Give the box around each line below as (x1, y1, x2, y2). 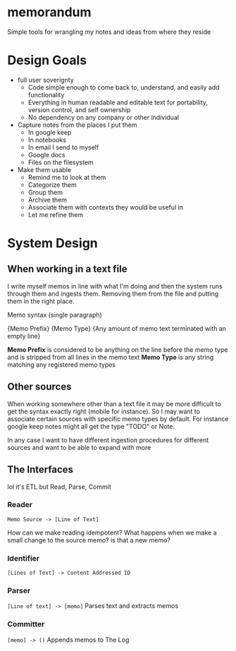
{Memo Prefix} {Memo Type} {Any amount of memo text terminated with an (7, 324, 227, 332)
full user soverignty (17, 75, 74, 84)
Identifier (7, 553, 40, 563)
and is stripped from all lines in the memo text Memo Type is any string (7, 353, 214, 361)
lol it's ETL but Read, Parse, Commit (7, 482, 111, 491)
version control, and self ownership (27, 105, 131, 114)
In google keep (27, 128, 72, 136)
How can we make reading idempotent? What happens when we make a (7, 528, 217, 537)
